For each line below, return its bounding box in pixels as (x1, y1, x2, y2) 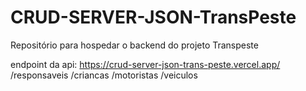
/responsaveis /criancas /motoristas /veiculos (10, 69, 198, 81)
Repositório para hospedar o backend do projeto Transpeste (10, 39, 259, 51)
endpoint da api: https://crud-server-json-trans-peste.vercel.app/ (10, 58, 281, 70)
